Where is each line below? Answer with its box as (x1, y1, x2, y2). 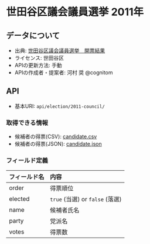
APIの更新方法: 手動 (14, 62, 63, 68)
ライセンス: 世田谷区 (14, 54, 64, 61)
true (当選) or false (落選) (49, 195, 122, 204)
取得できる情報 (6, 118, 49, 126)
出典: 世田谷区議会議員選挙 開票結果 (14, 47, 105, 54)
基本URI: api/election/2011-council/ (14, 102, 105, 109)
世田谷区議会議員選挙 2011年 (6, 5, 144, 19)
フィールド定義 (6, 156, 49, 164)
